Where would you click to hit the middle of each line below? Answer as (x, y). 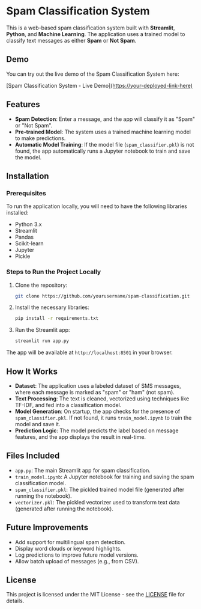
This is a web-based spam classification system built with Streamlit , (91, 28)
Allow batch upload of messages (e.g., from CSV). (77, 561)
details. (15, 601)
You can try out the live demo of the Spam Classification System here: (93, 74)
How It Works (32, 371)
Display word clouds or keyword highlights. (68, 548)
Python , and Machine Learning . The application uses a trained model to (96, 34)
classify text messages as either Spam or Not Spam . (71, 40)
